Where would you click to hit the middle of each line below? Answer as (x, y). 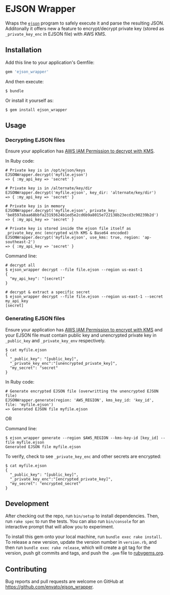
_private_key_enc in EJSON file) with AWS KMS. (56, 34)
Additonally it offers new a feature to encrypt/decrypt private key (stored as (85, 28)
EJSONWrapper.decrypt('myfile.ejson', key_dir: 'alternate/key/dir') (81, 193)
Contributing (26, 569)
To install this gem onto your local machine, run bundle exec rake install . (84, 537)
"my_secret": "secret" (34, 368)
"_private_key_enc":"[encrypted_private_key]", (62, 479)
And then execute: (25, 81)
